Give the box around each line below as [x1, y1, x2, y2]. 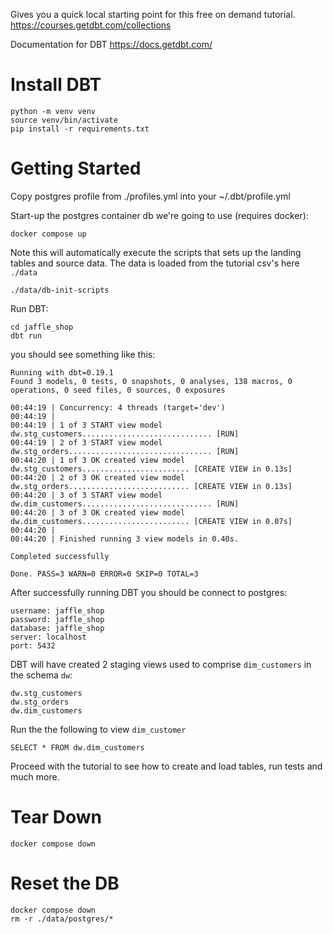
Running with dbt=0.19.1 [10, 367, 114, 378]
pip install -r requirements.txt [10, 124, 150, 134]
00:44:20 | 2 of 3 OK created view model [10, 472, 186, 483]
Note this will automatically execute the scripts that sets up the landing [10, 246, 302, 258]
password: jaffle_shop [10, 614, 105, 624]
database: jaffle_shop [10, 623, 105, 633]
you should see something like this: [10, 348, 156, 360]
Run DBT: [10, 302, 49, 314]
